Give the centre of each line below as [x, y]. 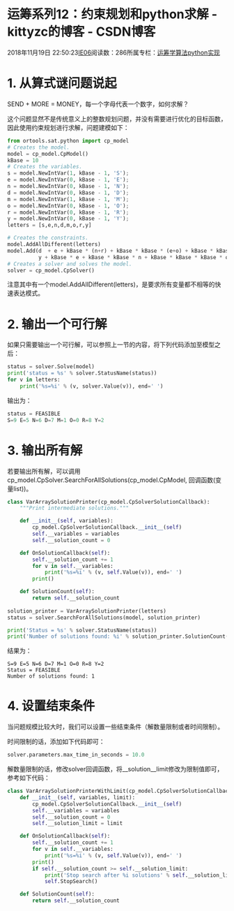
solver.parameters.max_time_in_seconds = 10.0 [76, 755]
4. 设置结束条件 [51, 706]
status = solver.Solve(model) [51, 367]
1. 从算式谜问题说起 [62, 83]
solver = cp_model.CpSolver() [51, 270]
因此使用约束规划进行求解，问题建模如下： [68, 127]
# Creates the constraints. [48, 238]
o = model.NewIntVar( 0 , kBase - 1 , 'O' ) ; [68, 206]
